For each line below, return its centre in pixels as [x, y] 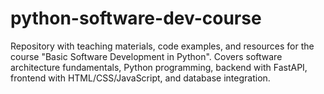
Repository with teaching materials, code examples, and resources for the [162, 46]
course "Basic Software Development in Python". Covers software [146, 56]
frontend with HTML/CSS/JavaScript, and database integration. [140, 78]
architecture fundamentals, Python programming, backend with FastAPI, [159, 67]
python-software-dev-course [136, 18]
